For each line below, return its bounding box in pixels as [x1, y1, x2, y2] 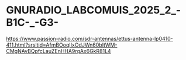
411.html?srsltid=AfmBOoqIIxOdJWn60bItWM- [6, 41, 118, 48]
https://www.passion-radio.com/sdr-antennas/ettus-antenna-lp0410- [6, 35, 174, 42]
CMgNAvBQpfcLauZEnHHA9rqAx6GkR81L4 [6, 47, 111, 54]
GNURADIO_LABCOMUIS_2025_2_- [6, 3, 181, 17]
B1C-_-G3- [6, 16, 59, 29]
